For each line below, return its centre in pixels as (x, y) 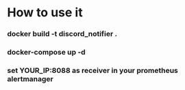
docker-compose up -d (46, 52)
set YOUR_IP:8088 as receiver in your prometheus (92, 70)
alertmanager (30, 78)
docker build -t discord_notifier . (62, 34)
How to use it (45, 13)
